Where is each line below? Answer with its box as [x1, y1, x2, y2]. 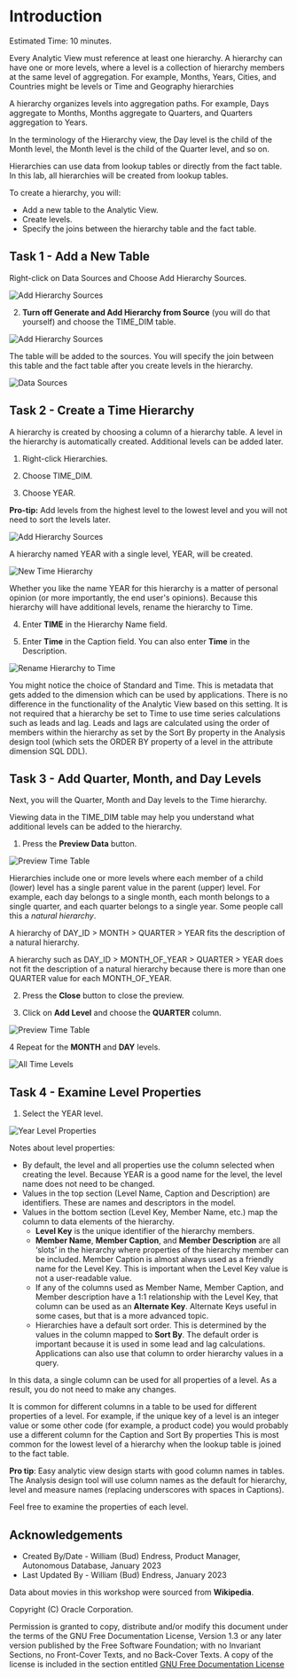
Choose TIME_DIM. [21, 470, 93, 480]
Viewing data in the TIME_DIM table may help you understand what [9, 812, 254, 823]
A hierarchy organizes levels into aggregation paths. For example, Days [9, 98, 270, 108]
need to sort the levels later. [9, 514, 111, 525]
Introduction [9, 6, 103, 27]
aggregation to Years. [9, 117, 89, 128]
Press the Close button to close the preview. [21, 990, 184, 1001]
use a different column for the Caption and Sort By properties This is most [9, 1430, 279, 1440]
